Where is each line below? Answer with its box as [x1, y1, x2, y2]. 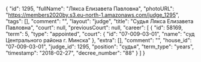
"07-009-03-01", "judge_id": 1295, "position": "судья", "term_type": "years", [5, 43, 194, 50]
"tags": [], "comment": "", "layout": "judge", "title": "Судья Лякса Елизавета [5, 18, 194, 24]
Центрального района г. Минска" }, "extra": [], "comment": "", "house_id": [5, 37, 192, 44]
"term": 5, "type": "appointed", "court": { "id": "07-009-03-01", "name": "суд [5, 30, 195, 38]
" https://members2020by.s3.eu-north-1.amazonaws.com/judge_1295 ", [5, 11, 179, 18]
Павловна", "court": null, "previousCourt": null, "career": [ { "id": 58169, [5, 24, 184, 31]
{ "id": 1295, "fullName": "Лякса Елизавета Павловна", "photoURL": [5, 5, 175, 12]
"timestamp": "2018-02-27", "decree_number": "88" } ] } [5, 49, 145, 56]
